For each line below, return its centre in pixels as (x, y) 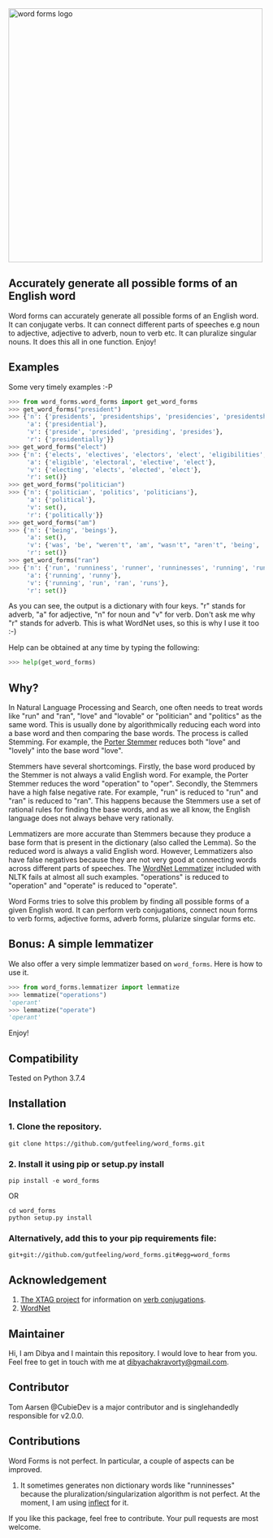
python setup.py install (50, 1218)
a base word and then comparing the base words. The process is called (128, 734)
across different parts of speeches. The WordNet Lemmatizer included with (135, 869)
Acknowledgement (58, 1280)
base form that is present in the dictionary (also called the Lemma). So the (132, 843)
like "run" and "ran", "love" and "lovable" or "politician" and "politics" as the (135, 716)
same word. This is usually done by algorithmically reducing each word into (134, 725)
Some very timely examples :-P (61, 387)
